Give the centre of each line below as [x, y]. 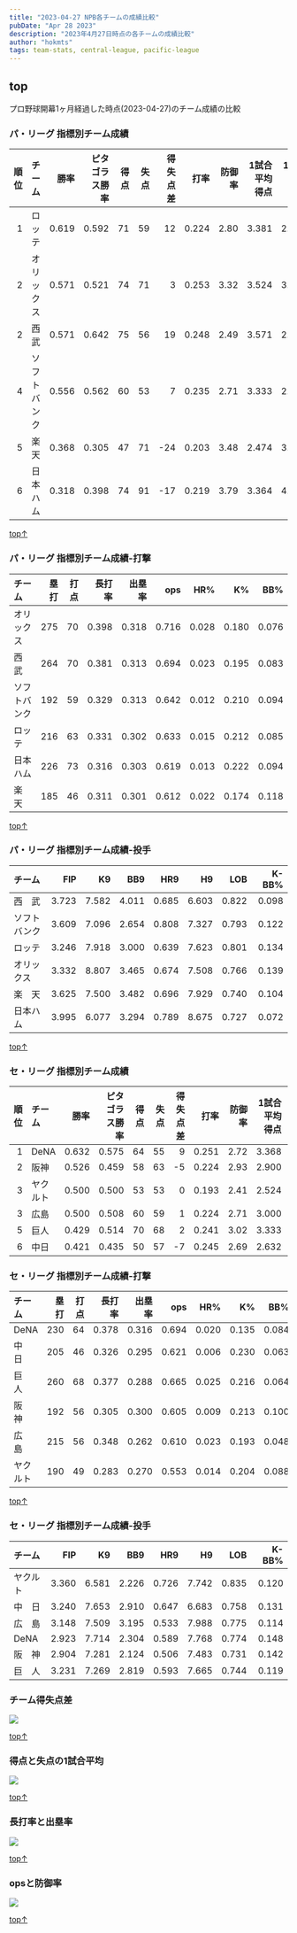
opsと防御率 [35, 1883]
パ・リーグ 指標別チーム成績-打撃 [80, 559]
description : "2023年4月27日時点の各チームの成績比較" [102, 34]
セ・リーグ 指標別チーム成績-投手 [80, 1526]
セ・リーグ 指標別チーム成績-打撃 [80, 1276]
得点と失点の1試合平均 [57, 1760]
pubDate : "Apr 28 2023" [53, 26]
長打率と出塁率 [41, 1822]
